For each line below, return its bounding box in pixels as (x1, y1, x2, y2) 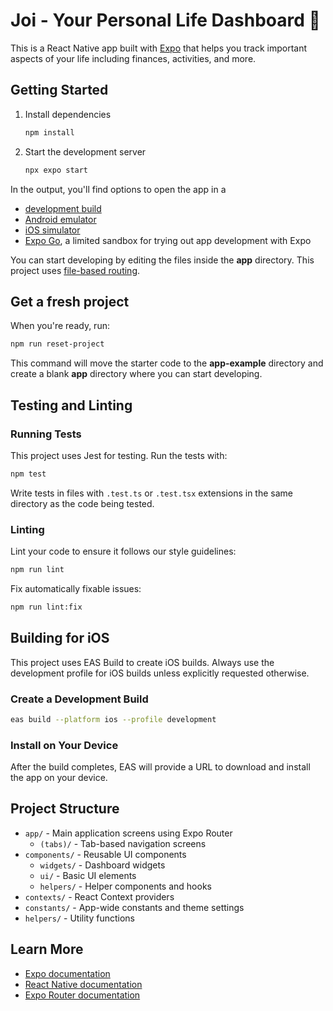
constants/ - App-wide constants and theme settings (24, 901, 245, 913)
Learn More (10, 941, 84, 958)
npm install (24, 127, 75, 138)
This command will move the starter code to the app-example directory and (10, 357, 324, 369)
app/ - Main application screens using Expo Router (24, 827, 233, 839)
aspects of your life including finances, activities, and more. (10, 52, 257, 64)
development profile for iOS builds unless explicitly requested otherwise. (10, 667, 310, 679)
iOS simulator (24, 224, 81, 236)
